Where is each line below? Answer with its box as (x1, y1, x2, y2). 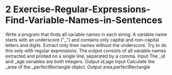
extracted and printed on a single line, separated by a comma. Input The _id (5, 53, 165, 59)
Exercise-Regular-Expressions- (13, 4, 150, 15)
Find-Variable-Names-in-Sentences (5, 14, 163, 26)
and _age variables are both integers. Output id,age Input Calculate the (5, 58, 155, 64)
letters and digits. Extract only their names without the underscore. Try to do (5, 42, 167, 48)
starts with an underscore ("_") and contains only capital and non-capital (5, 37, 159, 43)
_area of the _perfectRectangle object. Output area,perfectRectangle (5, 64, 150, 70)
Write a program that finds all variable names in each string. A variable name (5, 31, 167, 37)
